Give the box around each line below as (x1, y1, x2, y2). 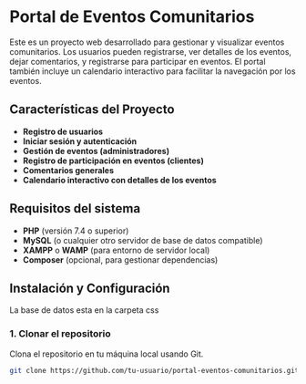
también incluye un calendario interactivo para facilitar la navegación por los (9, 66, 296, 77)
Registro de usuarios (22, 126, 103, 137)
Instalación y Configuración (9, 280, 170, 296)
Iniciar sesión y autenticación (22, 135, 138, 147)
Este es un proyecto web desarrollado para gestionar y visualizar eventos (9, 36, 285, 47)
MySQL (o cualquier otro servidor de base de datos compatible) (22, 234, 263, 245)
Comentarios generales (22, 164, 115, 175)
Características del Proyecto (9, 102, 175, 118)
